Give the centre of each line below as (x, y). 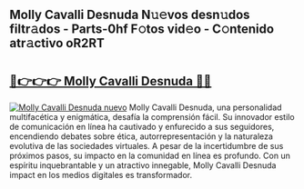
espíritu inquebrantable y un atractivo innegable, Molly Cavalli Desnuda (143, 165)
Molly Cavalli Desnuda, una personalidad (205, 107)
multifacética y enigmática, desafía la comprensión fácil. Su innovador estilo (152, 117)
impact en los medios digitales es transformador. (101, 175)
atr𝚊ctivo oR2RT (57, 43)
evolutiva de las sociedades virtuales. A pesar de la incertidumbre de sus (147, 146)
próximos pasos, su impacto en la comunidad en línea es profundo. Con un (150, 155)
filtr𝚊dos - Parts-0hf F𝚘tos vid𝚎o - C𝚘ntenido (142, 30)
